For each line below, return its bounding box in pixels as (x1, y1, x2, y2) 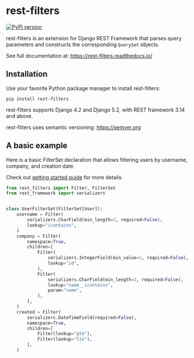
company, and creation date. (6, 162, 75, 169)
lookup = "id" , (47, 260, 80, 266)
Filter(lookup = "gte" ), (37, 331, 93, 337)
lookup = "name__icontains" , (47, 282, 114, 288)
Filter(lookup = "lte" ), (37, 336, 93, 342)
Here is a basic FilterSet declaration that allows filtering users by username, (6, 156, 188, 163)
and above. (6, 112, 33, 119)
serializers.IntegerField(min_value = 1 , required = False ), (47, 255, 189, 261)
